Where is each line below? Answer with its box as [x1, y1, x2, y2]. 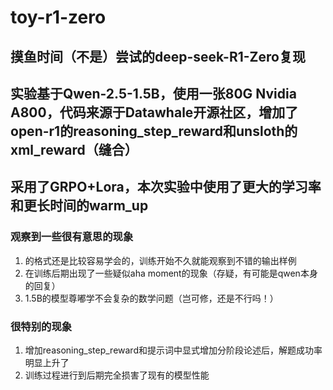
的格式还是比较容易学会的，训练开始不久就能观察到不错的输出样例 [24, 254, 297, 266]
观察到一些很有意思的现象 [10, 230, 134, 244]
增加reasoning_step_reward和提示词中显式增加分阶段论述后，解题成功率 [24, 344, 323, 356]
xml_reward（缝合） [10, 141, 138, 158]
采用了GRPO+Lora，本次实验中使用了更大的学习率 [10, 179, 322, 196]
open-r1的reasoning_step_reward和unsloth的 [10, 122, 298, 140]
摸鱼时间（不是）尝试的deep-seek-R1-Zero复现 [10, 48, 306, 65]
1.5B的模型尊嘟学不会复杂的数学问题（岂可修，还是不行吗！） [24, 292, 279, 304]
